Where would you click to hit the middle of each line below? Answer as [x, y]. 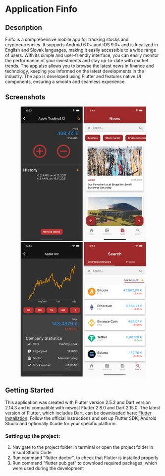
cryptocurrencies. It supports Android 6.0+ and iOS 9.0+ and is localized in [82, 45]
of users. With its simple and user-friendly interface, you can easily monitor [82, 55]
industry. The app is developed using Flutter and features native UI [73, 76]
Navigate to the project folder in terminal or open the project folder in [83, 447]
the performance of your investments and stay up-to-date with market [77, 60]
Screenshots [25, 97]
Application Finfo [41, 9]
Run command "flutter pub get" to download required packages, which [85, 463]
